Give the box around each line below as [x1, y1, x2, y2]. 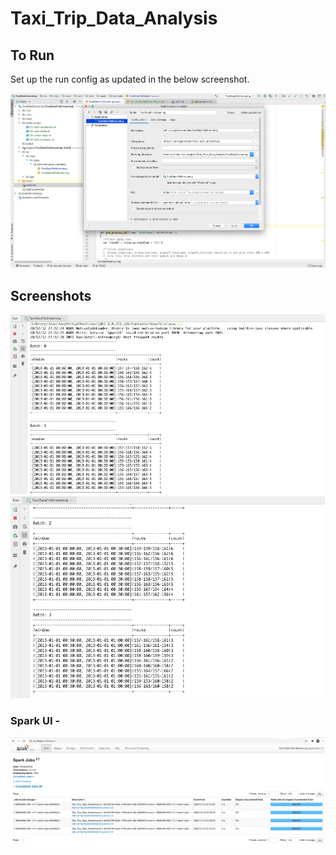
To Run [10, 47, 55, 64]
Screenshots [10, 287, 92, 304]
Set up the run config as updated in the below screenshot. [10, 73, 250, 85]
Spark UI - [10, 714, 61, 728]
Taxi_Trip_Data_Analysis [10, 7, 218, 30]
